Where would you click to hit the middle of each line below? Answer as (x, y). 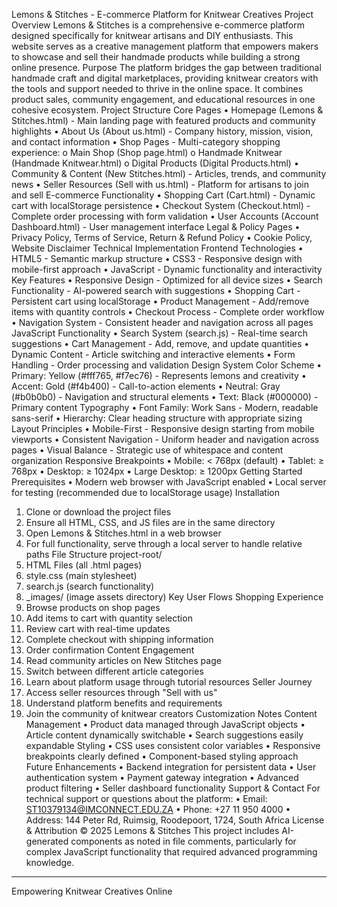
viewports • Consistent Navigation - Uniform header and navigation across (165, 439)
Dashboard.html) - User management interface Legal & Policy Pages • (156, 227)
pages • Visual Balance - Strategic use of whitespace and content (147, 450)
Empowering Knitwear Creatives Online (92, 891)
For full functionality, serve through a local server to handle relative (164, 543)
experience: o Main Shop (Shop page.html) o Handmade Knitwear (147, 152)
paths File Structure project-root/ (94, 554)
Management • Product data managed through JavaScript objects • (165, 724)
